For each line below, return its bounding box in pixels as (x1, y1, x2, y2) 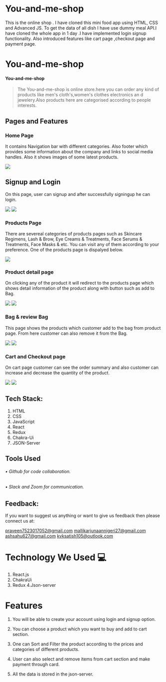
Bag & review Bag (5, 314, 48, 321)
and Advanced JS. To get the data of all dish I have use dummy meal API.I (5, 25, 157, 31)
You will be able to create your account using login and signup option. (12, 616, 156, 622)
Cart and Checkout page (5, 353, 66, 360)
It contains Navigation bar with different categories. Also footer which (5, 143, 148, 149)
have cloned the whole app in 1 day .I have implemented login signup (5, 30, 147, 36)
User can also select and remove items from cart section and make (12, 656, 151, 662)
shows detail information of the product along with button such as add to (5, 285, 155, 291)
